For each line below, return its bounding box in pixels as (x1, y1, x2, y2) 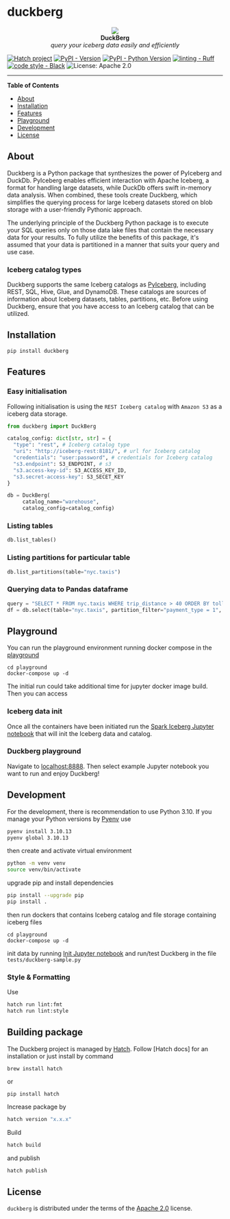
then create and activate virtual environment (7, 847, 132, 855)
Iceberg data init (7, 706, 63, 716)
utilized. (7, 310, 29, 318)
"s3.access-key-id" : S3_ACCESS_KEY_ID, (13, 467, 127, 473)
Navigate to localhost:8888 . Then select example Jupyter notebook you (7, 762, 209, 770)
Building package (7, 1026, 84, 1038)
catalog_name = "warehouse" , (22, 498, 99, 506)
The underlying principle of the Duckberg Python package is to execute (7, 219, 209, 227)
